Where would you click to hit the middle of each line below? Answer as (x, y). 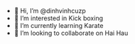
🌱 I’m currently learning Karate (59, 25)
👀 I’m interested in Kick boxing (58, 18)
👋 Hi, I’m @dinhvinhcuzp (50, 11)
